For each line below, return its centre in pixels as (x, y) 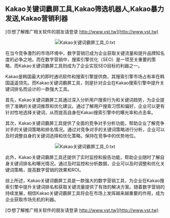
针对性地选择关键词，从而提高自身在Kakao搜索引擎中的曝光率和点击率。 (80, 112)
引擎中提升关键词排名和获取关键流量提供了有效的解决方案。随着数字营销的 (87, 187)
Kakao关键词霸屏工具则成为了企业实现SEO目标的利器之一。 (80, 66)
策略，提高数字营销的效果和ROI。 (49, 170)
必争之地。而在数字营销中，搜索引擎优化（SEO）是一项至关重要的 (83, 59)
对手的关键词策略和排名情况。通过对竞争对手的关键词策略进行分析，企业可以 (85, 129)
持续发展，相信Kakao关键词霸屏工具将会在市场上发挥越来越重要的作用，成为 (85, 193)
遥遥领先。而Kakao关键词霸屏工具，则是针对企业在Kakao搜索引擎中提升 (85, 83)
